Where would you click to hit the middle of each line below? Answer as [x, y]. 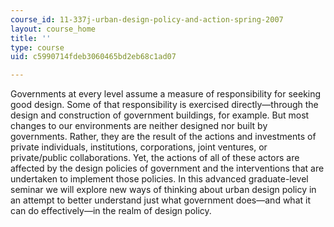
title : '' [31, 38]
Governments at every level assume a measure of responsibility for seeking [166, 94]
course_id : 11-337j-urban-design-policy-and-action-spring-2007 [147, 19]
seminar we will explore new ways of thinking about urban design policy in [163, 190]
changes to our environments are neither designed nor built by [139, 126]
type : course [37, 47]
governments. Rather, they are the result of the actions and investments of [163, 137]
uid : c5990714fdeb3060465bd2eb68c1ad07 [93, 57]
